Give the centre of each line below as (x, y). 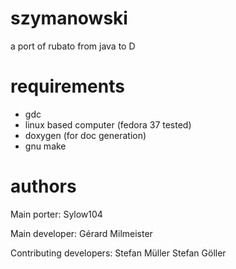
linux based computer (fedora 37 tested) (108, 124)
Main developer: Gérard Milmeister (81, 233)
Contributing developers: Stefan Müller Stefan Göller (118, 253)
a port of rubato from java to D (73, 46)
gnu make (45, 146)
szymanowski (69, 18)
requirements (67, 86)
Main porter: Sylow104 (56, 214)
